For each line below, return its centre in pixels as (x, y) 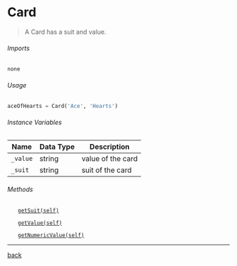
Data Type (57, 147)
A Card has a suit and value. (66, 32)
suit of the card (107, 170)
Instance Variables (35, 122)
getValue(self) (40, 223)
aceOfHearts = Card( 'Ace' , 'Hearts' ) (63, 107)
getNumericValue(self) (51, 235)
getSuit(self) (38, 210)
